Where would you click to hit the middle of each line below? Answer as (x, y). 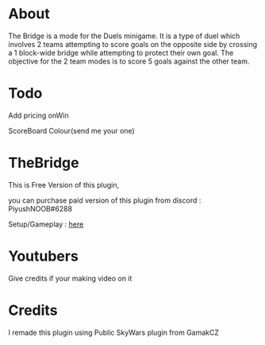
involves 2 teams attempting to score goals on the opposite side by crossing (133, 44)
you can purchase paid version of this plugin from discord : (105, 200)
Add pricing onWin (38, 115)
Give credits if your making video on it (70, 278)
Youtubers (44, 256)
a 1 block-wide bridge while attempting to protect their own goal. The (121, 52)
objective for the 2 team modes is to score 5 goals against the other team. (129, 61)
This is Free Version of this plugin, (64, 184)
